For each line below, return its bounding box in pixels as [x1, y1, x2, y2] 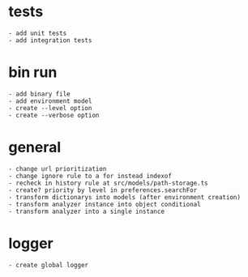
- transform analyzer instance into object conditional [8, 200, 201, 208]
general [8, 138, 62, 156]
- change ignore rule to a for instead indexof [8, 172, 173, 180]
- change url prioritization [8, 164, 107, 173]
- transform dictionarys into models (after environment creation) [8, 193, 242, 201]
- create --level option [8, 104, 92, 112]
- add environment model [8, 96, 92, 105]
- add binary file [8, 90, 71, 98]
